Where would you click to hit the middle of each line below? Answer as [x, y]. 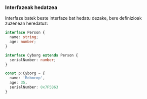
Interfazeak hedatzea [31, 7]
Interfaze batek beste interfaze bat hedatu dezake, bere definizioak [73, 18]
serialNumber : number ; [33, 60]
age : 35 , [18, 83]
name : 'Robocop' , [27, 78]
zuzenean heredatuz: [27, 23]
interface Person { [25, 33]
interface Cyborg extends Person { [42, 55]
